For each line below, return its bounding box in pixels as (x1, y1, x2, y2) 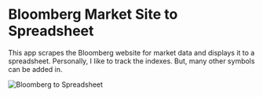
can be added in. (8, 64, 63, 74)
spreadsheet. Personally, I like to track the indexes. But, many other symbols (8, 56, 255, 66)
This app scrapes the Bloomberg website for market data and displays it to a (8, 48, 255, 57)
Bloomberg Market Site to (8, 5, 178, 23)
